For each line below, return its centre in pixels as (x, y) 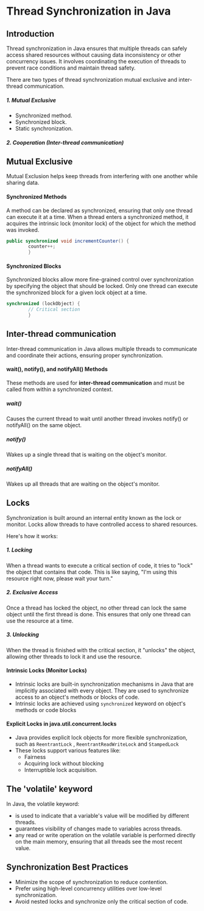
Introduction (30, 34)
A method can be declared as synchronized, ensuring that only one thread (100, 210)
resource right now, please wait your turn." (60, 578)
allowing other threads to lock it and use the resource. (74, 657)
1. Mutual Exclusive (31, 100)
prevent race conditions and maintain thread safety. (71, 68)
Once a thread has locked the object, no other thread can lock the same (97, 608)
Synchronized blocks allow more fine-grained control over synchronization (100, 279)
